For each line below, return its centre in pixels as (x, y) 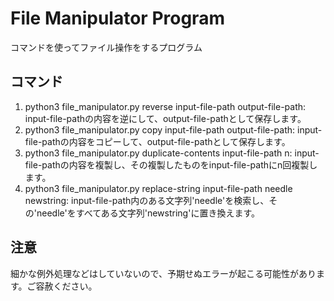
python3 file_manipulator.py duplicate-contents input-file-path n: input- (172, 153)
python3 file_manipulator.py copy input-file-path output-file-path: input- (173, 129)
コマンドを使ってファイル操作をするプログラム (106, 47)
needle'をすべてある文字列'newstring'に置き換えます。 (148, 213)
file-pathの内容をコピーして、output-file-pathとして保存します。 (157, 141)
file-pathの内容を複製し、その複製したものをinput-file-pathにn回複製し (171, 164)
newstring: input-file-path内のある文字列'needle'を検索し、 (147, 200)
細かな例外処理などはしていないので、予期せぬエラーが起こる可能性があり (163, 273)
